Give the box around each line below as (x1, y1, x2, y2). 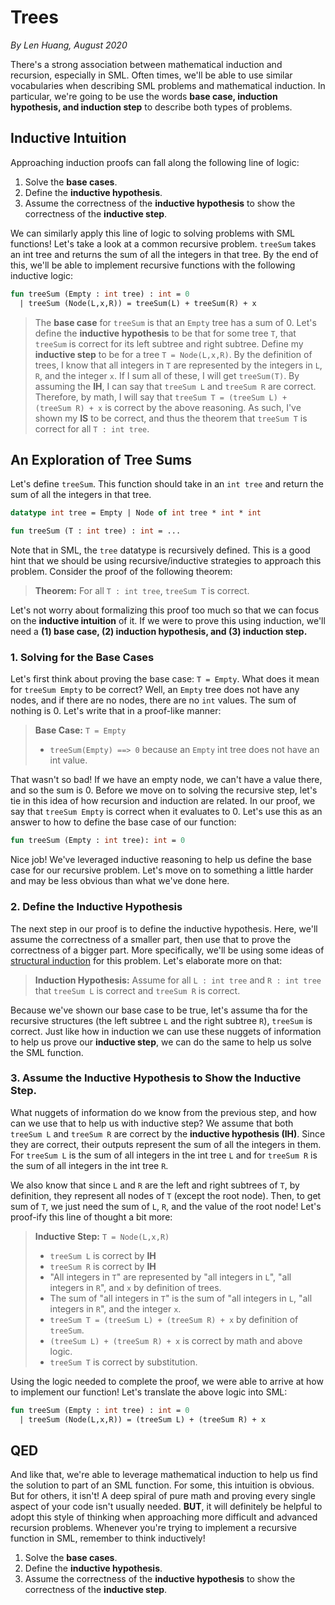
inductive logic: (10, 269, 73, 281)
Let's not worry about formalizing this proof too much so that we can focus (10, 604, 320, 616)
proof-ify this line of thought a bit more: (10, 1211, 173, 1223)
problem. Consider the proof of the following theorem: (10, 566, 233, 578)
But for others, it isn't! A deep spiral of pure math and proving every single (10, 1490, 316, 1502)
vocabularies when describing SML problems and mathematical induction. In (10, 79, 326, 91)
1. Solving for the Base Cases (10, 650, 155, 664)
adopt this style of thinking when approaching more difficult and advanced (10, 1511, 318, 1523)
